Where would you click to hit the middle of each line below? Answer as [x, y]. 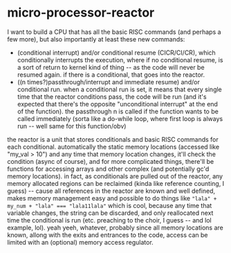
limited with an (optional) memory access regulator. [80, 242]
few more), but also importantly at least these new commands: [96, 39]
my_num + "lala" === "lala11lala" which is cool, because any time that [110, 205]
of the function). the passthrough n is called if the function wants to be [118, 111]
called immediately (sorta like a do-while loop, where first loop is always [120, 118]
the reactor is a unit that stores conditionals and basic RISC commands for [113, 139]
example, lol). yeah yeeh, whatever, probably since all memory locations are [115, 227]
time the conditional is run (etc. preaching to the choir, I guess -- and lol [110, 220]
